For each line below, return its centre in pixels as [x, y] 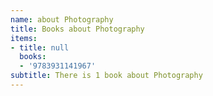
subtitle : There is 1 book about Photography [106, 76]
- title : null [40, 47]
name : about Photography [62, 19]
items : [24, 38]
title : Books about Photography [77, 29]
